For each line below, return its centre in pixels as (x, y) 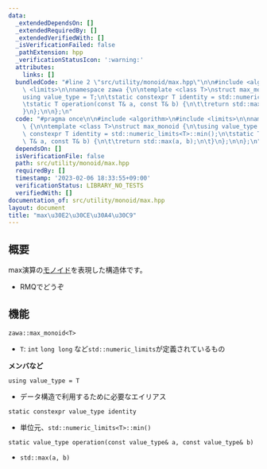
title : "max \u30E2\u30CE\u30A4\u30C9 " (72, 215)
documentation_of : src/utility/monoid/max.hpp (87, 200)
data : (17, 16)
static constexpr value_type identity (72, 411)
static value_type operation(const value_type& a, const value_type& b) (131, 442)
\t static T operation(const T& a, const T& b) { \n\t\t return (126, 104)
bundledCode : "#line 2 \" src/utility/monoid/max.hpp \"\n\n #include (130, 82)
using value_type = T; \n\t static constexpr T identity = (119, 97)
